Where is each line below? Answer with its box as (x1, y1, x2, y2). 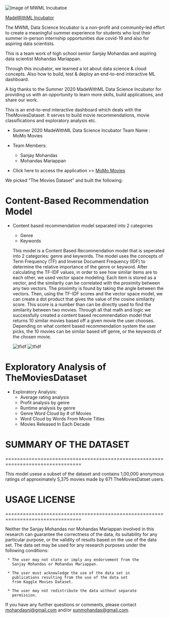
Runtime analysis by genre (20, 405, 76, 411)
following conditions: (5, 547, 49, 553)
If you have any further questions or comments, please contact (5, 601, 137, 607)
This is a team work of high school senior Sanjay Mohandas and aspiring (5, 51, 157, 56)
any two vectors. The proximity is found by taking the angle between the (12, 285, 164, 291)
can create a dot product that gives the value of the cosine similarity (12, 296, 155, 302)
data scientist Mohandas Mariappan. (5, 56, 81, 62)
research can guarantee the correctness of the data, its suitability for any (5, 531, 158, 537)
